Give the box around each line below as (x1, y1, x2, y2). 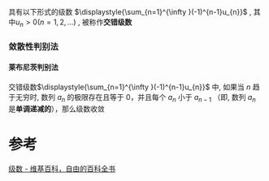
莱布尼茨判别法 (8, 62, 59, 72)
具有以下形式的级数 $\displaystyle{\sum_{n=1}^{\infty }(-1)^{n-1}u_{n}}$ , (8, 7, 252, 16)
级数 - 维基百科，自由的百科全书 (8, 163, 116, 173)
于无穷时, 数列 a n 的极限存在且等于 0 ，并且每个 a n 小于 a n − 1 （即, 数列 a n (8, 92, 256, 104)
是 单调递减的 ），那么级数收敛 (8, 104, 105, 114)
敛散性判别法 (8, 41, 59, 52)
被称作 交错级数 (81, 17, 132, 27)
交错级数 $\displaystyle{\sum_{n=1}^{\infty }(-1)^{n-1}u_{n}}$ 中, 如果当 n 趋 (8, 82, 260, 92)
